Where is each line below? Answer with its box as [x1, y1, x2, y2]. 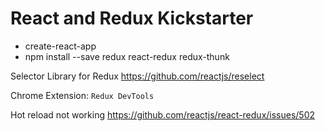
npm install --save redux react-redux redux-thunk [24, 50, 230, 62]
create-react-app [24, 40, 97, 52]
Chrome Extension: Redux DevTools [10, 89, 155, 101]
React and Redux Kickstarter [10, 7, 254, 30]
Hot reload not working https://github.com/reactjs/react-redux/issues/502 [10, 108, 316, 121]
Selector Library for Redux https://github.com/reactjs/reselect [10, 70, 265, 82]
